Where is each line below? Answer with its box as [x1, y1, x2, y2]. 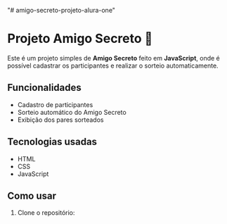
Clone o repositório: [17, 209, 75, 217]
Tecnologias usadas [7, 136, 97, 148]
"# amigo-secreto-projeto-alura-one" [7, 6, 116, 14]
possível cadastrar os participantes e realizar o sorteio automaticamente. [7, 61, 219, 70]
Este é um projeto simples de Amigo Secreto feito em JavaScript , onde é [7, 54, 220, 62]
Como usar [7, 189, 57, 201]
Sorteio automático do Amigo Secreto [17, 108, 127, 116]
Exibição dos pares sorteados [17, 116, 104, 124]
